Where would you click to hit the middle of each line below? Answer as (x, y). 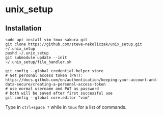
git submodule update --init (36, 57)
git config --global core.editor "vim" (48, 98)
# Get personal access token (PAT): (44, 75)
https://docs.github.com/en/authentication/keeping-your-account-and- (82, 80)
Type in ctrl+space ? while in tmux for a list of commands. (66, 107)
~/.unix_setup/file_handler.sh (38, 62)
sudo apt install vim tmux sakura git (46, 40)
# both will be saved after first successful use (59, 93)
